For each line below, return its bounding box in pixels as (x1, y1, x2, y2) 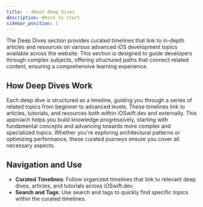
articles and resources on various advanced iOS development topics (6, 43, 177, 51)
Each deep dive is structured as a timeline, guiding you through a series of (6, 97, 193, 104)
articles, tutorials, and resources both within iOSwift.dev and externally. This (6, 110, 198, 117)
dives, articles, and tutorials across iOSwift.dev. (15, 182, 134, 189)
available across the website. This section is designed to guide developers (6, 50, 193, 57)
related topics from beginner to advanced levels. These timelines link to (6, 103, 185, 110)
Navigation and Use (6, 160, 83, 170)
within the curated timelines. (15, 195, 86, 202)
